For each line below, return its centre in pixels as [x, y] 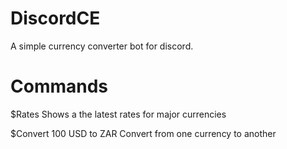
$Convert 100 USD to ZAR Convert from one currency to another [143, 133]
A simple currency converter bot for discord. [102, 46]
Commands [59, 86]
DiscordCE [55, 18]
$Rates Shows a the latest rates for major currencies [118, 114]
